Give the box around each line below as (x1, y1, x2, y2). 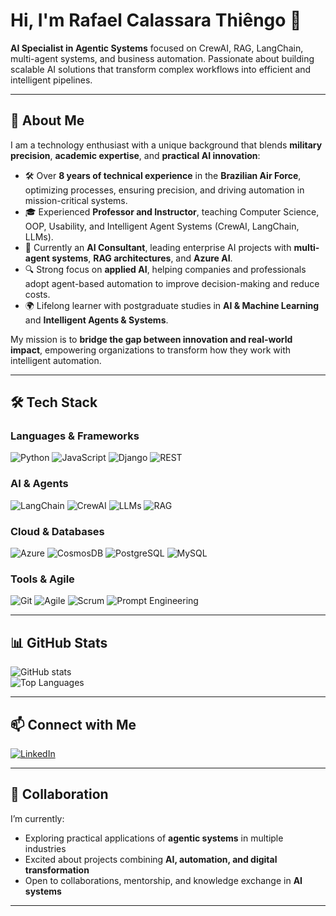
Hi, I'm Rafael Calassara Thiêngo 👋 (10, 9, 302, 32)
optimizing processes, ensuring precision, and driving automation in (24, 184, 305, 196)
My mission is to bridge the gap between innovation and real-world (10, 333, 293, 345)
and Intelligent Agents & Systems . (24, 314, 169, 326)
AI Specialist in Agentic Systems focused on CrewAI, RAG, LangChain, (10, 42, 304, 54)
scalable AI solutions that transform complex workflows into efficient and (10, 63, 312, 75)
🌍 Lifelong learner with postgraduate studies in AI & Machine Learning (24, 299, 320, 311)
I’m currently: (10, 812, 65, 824)
